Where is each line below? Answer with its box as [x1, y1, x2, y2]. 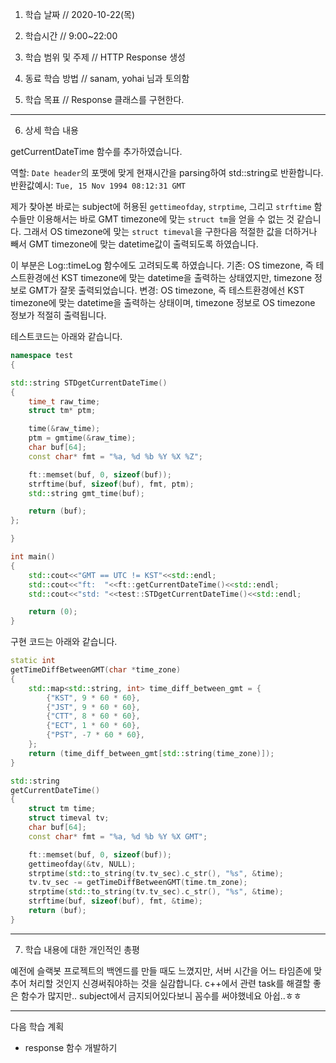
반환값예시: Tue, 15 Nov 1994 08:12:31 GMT [10, 179, 186, 191]
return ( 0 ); [28, 607, 78, 617]
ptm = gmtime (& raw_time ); [28, 433, 137, 443]
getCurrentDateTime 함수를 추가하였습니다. [10, 146, 183, 157]
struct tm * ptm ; [28, 406, 97, 416]
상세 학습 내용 [24, 124, 79, 136]
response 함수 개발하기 [24, 1041, 118, 1053]
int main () [10, 552, 56, 562]
